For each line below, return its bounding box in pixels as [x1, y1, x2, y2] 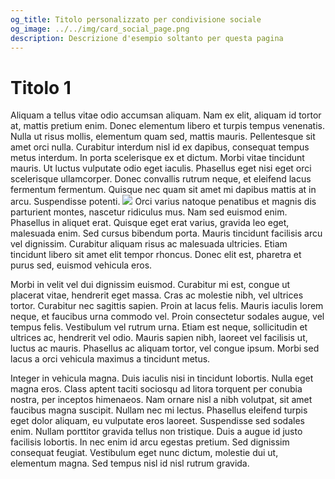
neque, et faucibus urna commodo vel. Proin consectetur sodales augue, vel [10, 311, 325, 323]
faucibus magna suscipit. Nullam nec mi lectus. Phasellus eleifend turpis [10, 404, 308, 416]
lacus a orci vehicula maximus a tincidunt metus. [10, 353, 211, 365]
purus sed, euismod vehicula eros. [10, 259, 153, 271]
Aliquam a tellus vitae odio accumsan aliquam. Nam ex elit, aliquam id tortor [10, 109, 322, 121]
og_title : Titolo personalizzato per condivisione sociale [10, 14, 262, 25]
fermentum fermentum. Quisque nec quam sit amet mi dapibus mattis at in [10, 184, 317, 196]
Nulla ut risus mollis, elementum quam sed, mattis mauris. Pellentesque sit [10, 131, 316, 143]
